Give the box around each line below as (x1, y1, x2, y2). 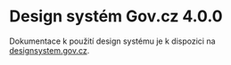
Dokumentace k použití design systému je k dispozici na (9, 36, 216, 46)
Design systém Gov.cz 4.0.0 (9, 6, 223, 27)
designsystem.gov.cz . (9, 45, 90, 55)
